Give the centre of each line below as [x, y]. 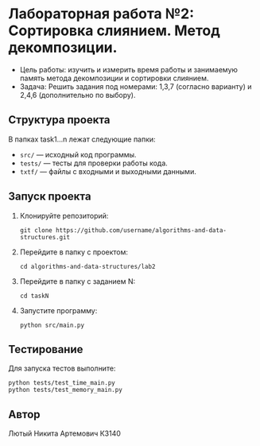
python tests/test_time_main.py [62, 383]
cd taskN [34, 296]
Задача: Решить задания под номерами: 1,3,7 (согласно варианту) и [136, 86]
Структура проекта [59, 120]
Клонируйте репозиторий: [64, 215]
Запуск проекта [50, 197]
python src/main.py [52, 325]
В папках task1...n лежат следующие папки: [82, 139]
